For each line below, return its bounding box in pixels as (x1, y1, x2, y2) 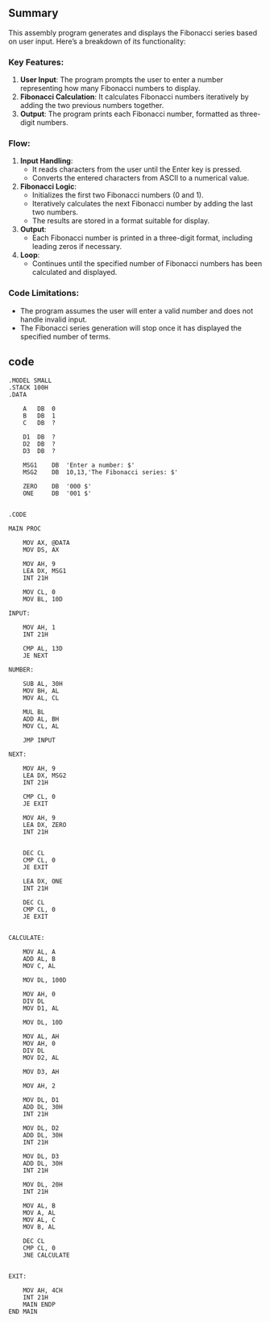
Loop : (19, 250, 40, 260)
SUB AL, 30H (23, 680, 63, 688)
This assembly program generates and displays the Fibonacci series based (8, 27, 258, 37)
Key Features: (8, 56, 64, 68)
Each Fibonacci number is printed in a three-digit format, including (31, 233, 253, 243)
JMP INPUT (23, 736, 56, 744)
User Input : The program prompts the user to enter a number (19, 75, 224, 85)
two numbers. (31, 207, 79, 217)
